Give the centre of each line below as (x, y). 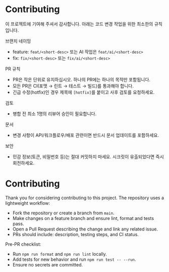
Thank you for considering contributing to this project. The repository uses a (85, 198)
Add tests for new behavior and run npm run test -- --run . (74, 259)
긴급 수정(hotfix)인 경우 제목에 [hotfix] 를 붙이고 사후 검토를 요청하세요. (83, 92)
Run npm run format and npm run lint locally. (60, 254)
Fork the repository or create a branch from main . (63, 213)
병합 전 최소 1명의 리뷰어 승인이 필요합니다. (54, 114)
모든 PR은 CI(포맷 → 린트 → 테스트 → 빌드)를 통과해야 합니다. (73, 86)
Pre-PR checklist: (23, 244)
